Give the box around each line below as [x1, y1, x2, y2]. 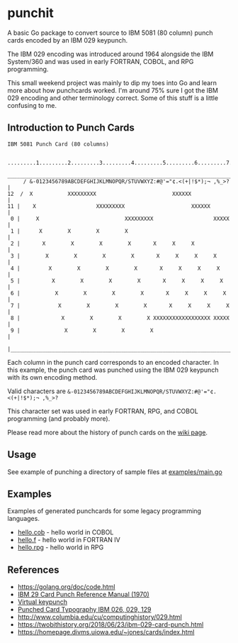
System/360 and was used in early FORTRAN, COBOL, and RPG [7, 57, 194, 65]
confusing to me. [7, 101, 57, 109]
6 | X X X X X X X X [10, 290, 227, 297]
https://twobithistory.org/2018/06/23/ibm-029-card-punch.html [17, 620, 204, 629]
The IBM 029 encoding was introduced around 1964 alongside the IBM [7, 50, 214, 58]
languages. [7, 515, 40, 523]
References [7, 564, 59, 576]
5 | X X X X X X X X [10, 277, 223, 285]
